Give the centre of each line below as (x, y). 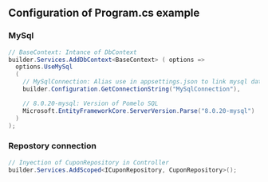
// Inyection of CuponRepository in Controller (89, 162)
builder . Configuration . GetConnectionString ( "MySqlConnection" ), (132, 89)
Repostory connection (53, 146)
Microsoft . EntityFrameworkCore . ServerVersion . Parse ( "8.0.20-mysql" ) (139, 110)
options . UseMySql (44, 67)
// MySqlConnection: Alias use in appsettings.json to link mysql (135, 82)
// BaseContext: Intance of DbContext (73, 52)
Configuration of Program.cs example (104, 13)
